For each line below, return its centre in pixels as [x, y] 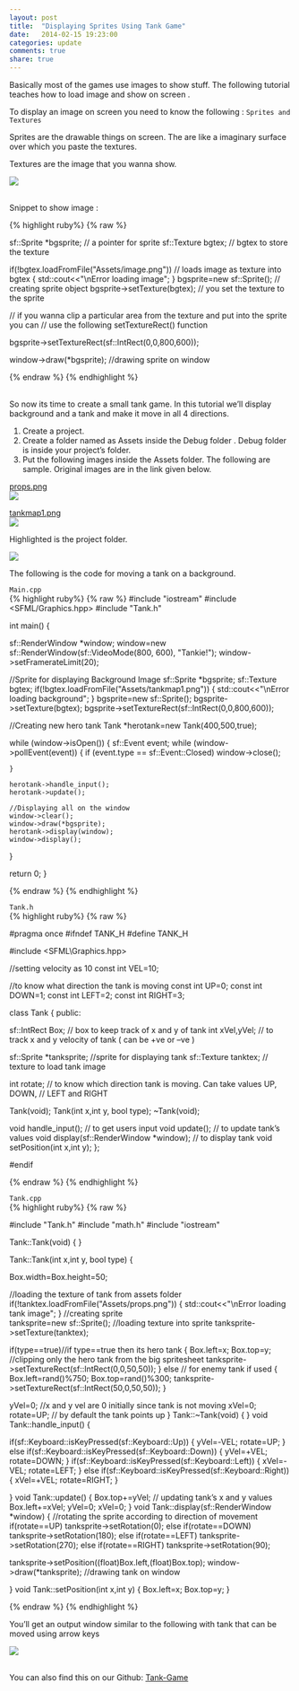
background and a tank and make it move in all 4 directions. [120, 413]
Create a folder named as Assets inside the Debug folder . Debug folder [154, 440]
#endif [21, 1165]
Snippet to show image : [54, 208]
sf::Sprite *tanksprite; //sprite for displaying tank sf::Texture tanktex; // [139, 1057]
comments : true [38, 51]
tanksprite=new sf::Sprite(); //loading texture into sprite [111, 1323]
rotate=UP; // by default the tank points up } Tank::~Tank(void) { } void [139, 1415]
